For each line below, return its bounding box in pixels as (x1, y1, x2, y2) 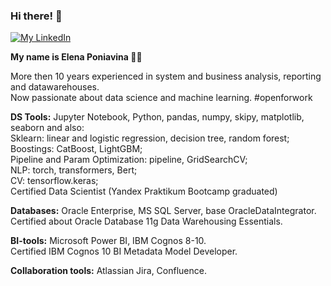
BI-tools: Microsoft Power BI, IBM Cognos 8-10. (10, 235, 207, 247)
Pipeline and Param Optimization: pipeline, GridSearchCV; (10, 154, 248, 166)
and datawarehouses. (10, 81, 100, 93)
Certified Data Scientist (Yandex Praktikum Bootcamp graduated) (10, 185, 278, 198)
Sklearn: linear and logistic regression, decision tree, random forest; (10, 132, 290, 144)
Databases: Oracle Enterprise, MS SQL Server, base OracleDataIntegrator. (10, 205, 317, 217)
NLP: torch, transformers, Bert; (10, 164, 138, 176)
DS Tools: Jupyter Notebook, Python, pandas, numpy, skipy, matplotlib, (10, 111, 305, 123)
